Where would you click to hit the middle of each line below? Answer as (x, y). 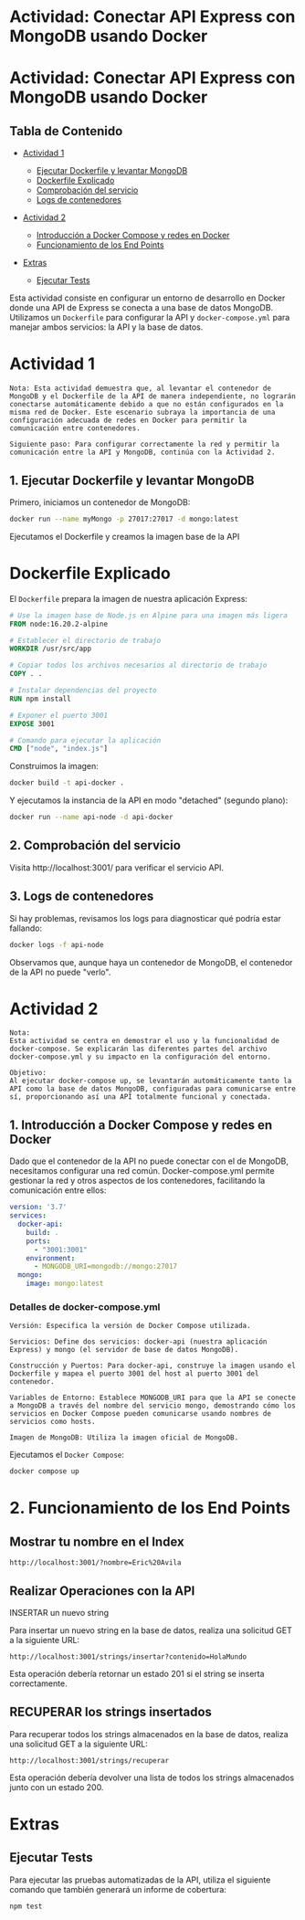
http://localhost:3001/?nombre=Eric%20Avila (95, 1563)
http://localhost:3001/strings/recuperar (89, 1760)
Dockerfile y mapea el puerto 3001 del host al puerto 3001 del (134, 1374)
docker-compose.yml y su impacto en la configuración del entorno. (141, 1057)
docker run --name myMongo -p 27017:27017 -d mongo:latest (124, 519)
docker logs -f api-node (57, 944)
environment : (51, 1258)
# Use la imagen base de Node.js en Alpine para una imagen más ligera (148, 615)
